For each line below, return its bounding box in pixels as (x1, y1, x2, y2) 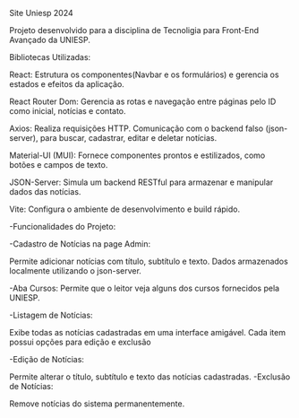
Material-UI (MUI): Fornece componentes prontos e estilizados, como (9, 150, 266, 161)
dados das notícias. (9, 187, 81, 196)
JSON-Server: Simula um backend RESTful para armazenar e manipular (9, 177, 274, 187)
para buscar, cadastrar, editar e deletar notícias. (39, 133, 218, 143)
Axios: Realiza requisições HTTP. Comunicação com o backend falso (9, 123, 264, 134)
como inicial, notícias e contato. (9, 106, 127, 116)
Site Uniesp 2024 (9, 8, 73, 18)
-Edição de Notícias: (9, 354, 85, 364)
